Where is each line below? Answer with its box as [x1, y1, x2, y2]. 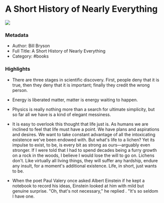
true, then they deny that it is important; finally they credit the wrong [12, 82, 150, 88]
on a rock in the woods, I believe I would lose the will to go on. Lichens [12, 152, 155, 158]
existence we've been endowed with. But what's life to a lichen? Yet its [12, 137, 155, 143]
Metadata [5, 31, 28, 38]
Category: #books [12, 53, 49, 59]
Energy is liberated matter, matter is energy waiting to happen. [12, 97, 138, 103]
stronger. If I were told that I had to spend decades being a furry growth [12, 147, 157, 153]
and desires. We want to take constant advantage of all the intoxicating [12, 131, 156, 137]
